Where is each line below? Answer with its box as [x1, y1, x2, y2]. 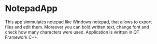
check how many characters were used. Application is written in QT [5, 29, 140, 35]
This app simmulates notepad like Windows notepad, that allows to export [5, 19, 152, 25]
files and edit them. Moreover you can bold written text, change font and [5, 24, 149, 29]
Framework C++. [5, 34, 39, 40]
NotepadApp [5, 3, 58, 14]
